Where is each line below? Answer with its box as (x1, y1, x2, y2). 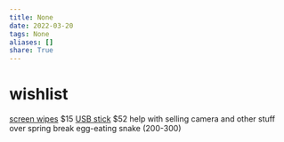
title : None (9, 12, 53, 22)
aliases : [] (9, 37, 53, 47)
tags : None (9, 29, 50, 38)
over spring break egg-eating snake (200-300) (9, 123, 182, 134)
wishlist (9, 84, 69, 105)
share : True (9, 46, 53, 55)
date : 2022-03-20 (9, 21, 74, 30)
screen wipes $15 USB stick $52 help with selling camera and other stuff (9, 114, 276, 124)
